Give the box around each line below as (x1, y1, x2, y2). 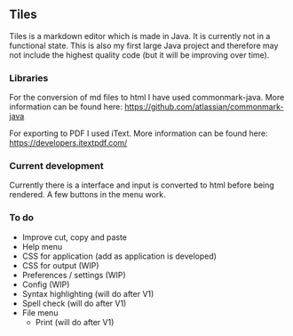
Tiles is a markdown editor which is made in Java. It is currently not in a (9, 30, 271, 41)
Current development (9, 160, 104, 172)
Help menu (21, 241, 63, 252)
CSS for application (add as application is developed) (21, 251, 218, 261)
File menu (21, 307, 59, 318)
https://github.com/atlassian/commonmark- (123, 101, 284, 112)
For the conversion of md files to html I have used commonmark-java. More (9, 92, 285, 103)
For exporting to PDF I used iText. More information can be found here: (9, 128, 268, 139)
